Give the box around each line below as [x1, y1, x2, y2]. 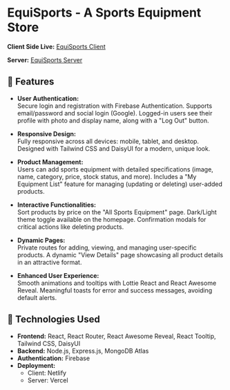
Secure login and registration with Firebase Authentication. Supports [17, 102, 213, 110]
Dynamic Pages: [17, 236, 66, 244]
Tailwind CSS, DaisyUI [17, 339, 81, 347]
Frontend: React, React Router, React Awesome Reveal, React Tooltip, [17, 332, 216, 340]
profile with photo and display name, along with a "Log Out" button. [17, 116, 209, 124]
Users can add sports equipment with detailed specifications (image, [17, 165, 214, 174]
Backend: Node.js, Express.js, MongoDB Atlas [17, 346, 149, 355]
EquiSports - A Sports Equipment [7, 5, 202, 21]
